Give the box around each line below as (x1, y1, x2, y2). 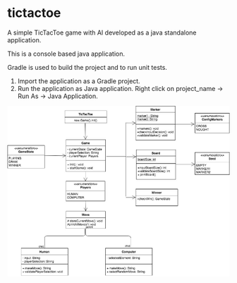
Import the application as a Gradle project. (17, 76, 140, 85)
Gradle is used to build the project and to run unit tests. (7, 63, 168, 71)
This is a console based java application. (7, 49, 126, 58)
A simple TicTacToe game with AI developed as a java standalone (7, 28, 197, 37)
